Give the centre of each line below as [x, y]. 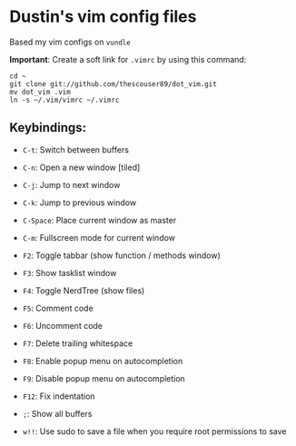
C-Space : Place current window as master [99, 220]
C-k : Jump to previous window [79, 203]
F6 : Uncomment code [62, 325]
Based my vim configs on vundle [70, 42]
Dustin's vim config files [103, 17]
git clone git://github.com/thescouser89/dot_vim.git [113, 84]
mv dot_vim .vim [40, 92]
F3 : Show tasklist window [69, 273]
